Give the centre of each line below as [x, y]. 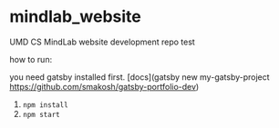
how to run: [31, 59]
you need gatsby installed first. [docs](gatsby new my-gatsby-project [140, 77]
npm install [45, 105]
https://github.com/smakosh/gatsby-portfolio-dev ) [104, 86]
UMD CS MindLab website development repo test [103, 42]
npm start [41, 114]
